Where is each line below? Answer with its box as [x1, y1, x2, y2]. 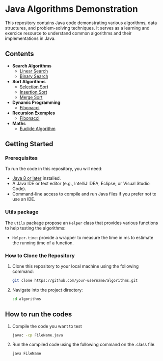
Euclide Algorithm [19, 126, 55, 131]
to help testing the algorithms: [5, 225, 66, 231]
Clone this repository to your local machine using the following [12, 263, 139, 269]
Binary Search [19, 73, 49, 79]
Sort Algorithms [12, 78, 46, 84]
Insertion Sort [19, 89, 48, 95]
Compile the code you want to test [12, 323, 82, 329]
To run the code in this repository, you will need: [5, 166, 103, 172]
